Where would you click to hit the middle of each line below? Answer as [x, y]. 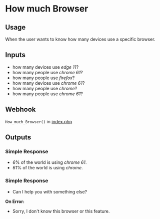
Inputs [15, 55]
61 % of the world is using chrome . [47, 168]
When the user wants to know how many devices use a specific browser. [80, 39]
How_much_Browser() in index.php [39, 121]
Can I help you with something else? [50, 191]
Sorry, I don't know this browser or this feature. [61, 211]
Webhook [20, 110]
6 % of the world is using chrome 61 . [49, 162]
